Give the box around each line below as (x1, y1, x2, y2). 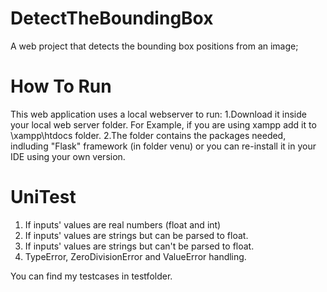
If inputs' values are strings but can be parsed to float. (24, 229, 249, 241)
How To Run (10, 75, 112, 98)
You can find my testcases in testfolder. (10, 270, 173, 282)
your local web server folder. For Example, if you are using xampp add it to (10, 118, 317, 131)
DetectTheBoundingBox (10, 7, 214, 30)
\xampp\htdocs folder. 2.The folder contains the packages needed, (10, 129, 287, 141)
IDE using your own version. (10, 150, 126, 162)
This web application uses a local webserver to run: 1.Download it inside (10, 108, 307, 120)
